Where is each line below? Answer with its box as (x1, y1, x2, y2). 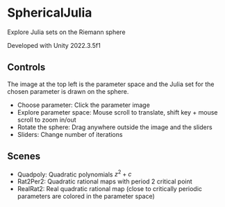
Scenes (7, 151, 40, 163)
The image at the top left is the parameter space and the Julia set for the (7, 80, 215, 88)
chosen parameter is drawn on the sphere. (7, 87, 129, 95)
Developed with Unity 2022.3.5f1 (7, 41, 101, 49)
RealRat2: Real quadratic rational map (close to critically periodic (17, 185, 203, 193)
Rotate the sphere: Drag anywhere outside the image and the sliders (17, 123, 213, 131)
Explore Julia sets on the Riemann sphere (7, 28, 126, 36)
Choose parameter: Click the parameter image (17, 101, 151, 109)
